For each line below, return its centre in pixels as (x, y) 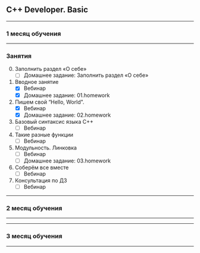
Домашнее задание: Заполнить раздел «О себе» (86, 75)
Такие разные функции (44, 135)
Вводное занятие (37, 82)
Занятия (19, 56)
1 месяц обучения (34, 33)
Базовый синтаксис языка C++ (54, 121)
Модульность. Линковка (46, 148)
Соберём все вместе (42, 167)
